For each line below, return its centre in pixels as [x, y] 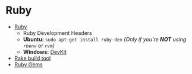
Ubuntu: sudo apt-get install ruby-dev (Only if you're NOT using [105, 39]
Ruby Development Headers [58, 33]
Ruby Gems [28, 64]
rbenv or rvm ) [39, 46]
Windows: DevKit [45, 52]
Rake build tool [32, 58]
